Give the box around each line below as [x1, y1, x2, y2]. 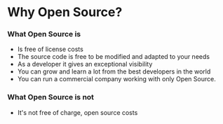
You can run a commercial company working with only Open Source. [17, 75, 216, 83]
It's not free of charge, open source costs [17, 108, 138, 116]
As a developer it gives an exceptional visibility [17, 60, 153, 69]
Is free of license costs [17, 45, 84, 53]
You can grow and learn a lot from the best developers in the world [17, 67, 211, 76]
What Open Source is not [7, 92, 95, 102]
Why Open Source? [7, 4, 123, 20]
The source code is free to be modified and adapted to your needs [17, 53, 210, 61]
